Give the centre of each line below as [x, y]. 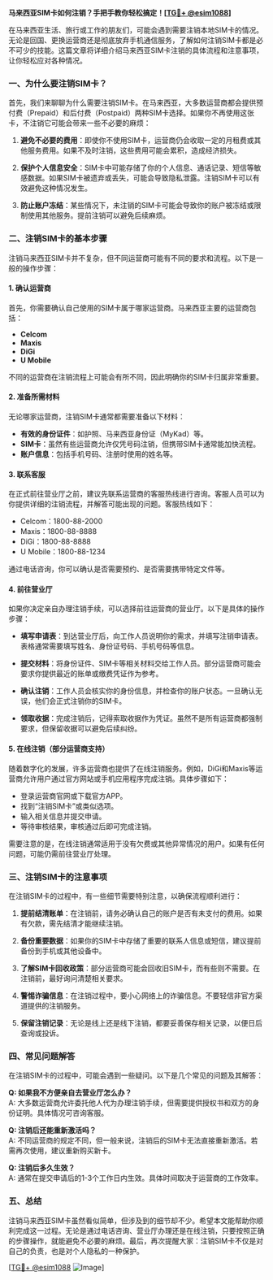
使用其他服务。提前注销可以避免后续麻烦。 [99, 215]
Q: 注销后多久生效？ [42, 1168]
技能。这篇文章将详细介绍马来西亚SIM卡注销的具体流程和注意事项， [150, 50]
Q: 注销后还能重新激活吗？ [52, 1130]
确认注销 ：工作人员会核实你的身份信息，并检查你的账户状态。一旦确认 [138, 691]
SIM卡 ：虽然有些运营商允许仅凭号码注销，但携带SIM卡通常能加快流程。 [140, 444]
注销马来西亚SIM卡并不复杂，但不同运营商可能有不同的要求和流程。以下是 [132, 258]
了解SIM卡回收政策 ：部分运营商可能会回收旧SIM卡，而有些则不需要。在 [140, 968]
